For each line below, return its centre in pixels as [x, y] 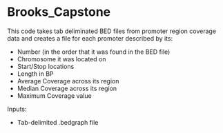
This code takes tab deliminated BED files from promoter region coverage [111, 31]
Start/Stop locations [46, 66]
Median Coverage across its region [67, 88]
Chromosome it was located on [61, 59]
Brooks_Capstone [59, 12]
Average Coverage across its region [68, 81]
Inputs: [17, 109]
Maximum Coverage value [54, 95]
